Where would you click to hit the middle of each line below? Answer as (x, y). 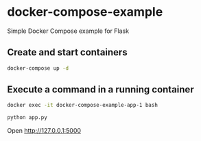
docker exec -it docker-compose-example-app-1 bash (82, 105)
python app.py (27, 118)
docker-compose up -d (38, 68)
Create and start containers (68, 52)
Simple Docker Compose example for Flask (68, 31)
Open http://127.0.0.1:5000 (44, 131)
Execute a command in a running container (100, 90)
